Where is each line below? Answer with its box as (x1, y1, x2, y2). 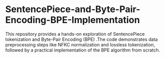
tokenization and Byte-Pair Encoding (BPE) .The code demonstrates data (5, 36, 158, 42)
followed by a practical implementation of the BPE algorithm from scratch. (5, 47, 160, 53)
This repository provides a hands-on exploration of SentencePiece (5, 31, 145, 37)
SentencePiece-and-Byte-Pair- (5, 4, 141, 15)
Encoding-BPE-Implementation (5, 14, 140, 26)
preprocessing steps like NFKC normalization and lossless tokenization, (5, 41, 155, 47)
